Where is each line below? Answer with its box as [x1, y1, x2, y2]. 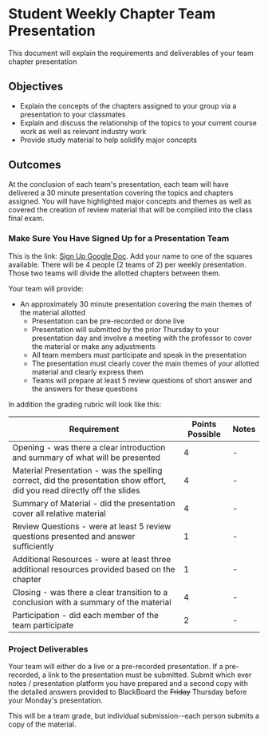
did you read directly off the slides [12, 485, 140, 496]
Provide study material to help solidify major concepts [19, 135, 198, 145]
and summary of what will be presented [12, 452, 161, 463]
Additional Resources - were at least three [12, 553, 171, 565]
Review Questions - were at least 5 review [12, 521, 171, 532]
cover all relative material [12, 508, 106, 519]
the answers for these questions [31, 384, 138, 394]
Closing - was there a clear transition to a [12, 586, 168, 597]
